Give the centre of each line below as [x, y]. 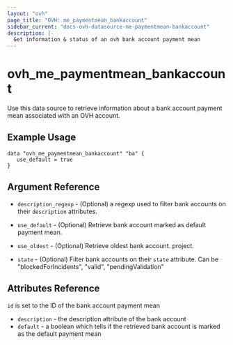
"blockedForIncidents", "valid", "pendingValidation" [91, 266]
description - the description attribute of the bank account [102, 319]
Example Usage [42, 138]
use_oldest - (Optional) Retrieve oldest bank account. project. [106, 245]
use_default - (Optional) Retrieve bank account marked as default [112, 224]
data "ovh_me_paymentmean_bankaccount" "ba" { [76, 153]
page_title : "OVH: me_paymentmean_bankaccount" [78, 20]
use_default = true [45, 160]
